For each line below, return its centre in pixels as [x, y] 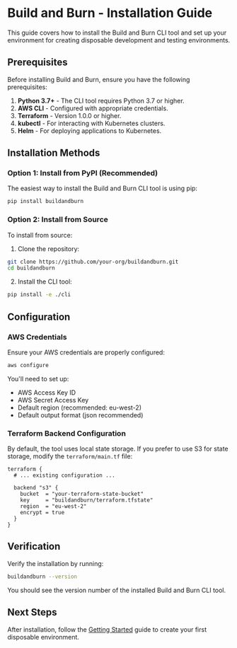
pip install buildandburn [45, 202]
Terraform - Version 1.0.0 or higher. [69, 115]
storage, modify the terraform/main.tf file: [70, 456]
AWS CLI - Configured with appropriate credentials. [93, 108]
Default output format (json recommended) [80, 415]
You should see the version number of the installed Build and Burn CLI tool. [117, 590]
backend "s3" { [36, 488]
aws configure [28, 365]
